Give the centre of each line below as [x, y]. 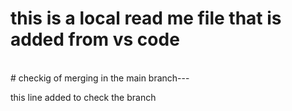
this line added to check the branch [83, 97]
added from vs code [95, 39]
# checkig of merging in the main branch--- [100, 78]
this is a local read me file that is [146, 18]
